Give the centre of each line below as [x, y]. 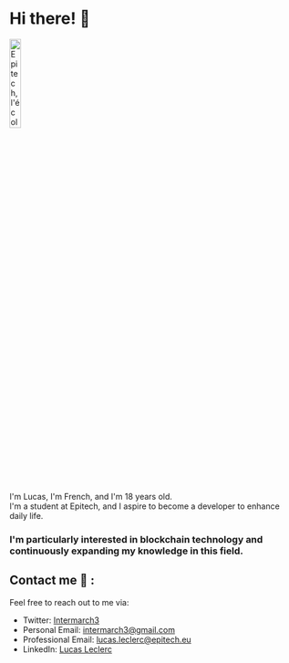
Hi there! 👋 [50, 19]
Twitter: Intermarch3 [61, 620]
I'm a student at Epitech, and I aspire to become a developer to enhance [144, 506]
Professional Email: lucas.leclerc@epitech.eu [107, 639]
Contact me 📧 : [52, 580]
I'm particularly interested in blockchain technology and [136, 539]
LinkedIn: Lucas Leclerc [67, 649]
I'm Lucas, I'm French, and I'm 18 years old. [91, 496]
